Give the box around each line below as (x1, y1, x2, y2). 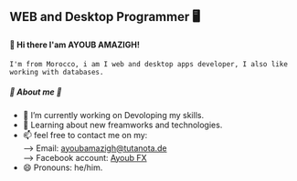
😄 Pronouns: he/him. (22, 162, 103, 173)
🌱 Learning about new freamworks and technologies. (22, 119, 223, 130)
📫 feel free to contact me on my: (22, 129, 148, 140)
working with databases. (9, 67, 104, 76)
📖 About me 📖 (9, 86, 62, 97)
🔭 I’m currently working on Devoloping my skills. (22, 109, 204, 120)
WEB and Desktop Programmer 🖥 (9, 9, 201, 25)
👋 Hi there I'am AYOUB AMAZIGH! (9, 39, 140, 50)
